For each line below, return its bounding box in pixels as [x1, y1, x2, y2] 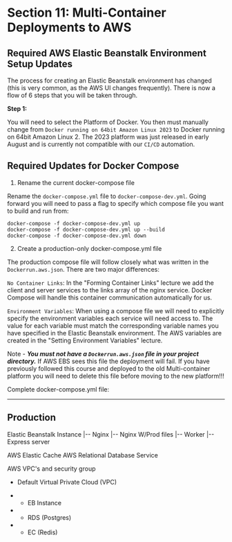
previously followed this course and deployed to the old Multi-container [7, 364, 211, 372]
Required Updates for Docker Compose [7, 160, 180, 172]
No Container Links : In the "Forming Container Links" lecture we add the [7, 279, 214, 287]
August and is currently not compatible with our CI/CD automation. [7, 140, 195, 148]
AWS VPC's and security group [7, 464, 96, 473]
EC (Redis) [27, 528, 58, 536]
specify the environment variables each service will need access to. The [7, 314, 213, 322]
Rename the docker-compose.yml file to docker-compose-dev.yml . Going [7, 192, 206, 200]
